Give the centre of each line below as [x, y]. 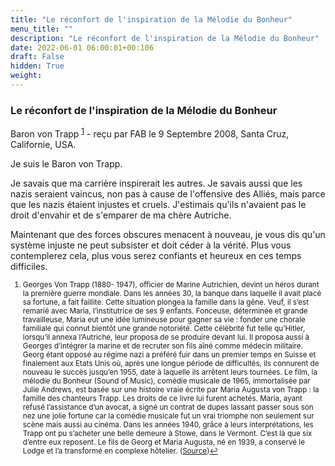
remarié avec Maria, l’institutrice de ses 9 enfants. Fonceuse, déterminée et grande [165, 311]
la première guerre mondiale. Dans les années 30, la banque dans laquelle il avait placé [172, 293]
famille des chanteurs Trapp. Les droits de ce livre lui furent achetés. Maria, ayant [162, 398]
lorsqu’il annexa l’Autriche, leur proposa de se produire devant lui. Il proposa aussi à [166, 337]
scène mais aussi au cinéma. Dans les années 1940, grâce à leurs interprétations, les [168, 424]
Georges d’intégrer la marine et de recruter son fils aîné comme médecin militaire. [162, 346]
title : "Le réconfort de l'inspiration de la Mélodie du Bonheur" [151, 19]
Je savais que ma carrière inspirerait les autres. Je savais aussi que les [156, 183]
